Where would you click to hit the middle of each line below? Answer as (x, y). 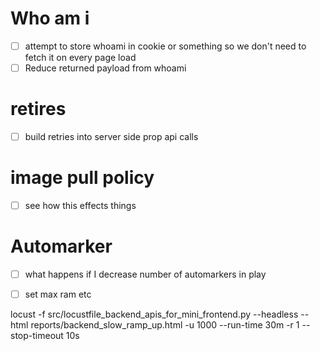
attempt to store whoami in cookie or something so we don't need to (165, 46)
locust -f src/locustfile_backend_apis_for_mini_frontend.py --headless (154, 314)
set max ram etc (58, 294)
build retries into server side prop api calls (111, 136)
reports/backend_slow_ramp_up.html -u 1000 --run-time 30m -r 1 (165, 325)
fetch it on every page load (80, 57)
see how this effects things (80, 205)
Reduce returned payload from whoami (105, 68)
